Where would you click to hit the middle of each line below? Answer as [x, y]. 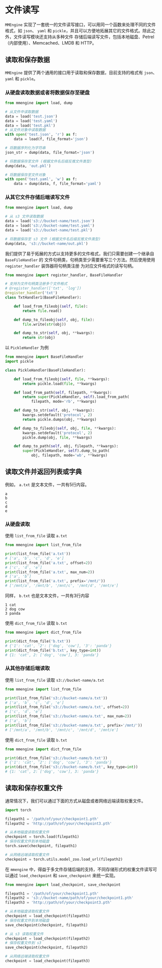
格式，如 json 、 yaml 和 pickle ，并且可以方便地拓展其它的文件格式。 [74, 30]
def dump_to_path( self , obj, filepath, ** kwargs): [66, 446]
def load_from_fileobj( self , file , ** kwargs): [62, 379]
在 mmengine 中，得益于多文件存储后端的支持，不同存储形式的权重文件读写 [79, 869]
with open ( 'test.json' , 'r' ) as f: [41, 135]
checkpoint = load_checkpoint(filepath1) [48, 916]
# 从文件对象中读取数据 [26, 130]
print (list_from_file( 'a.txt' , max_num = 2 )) [50, 572]
